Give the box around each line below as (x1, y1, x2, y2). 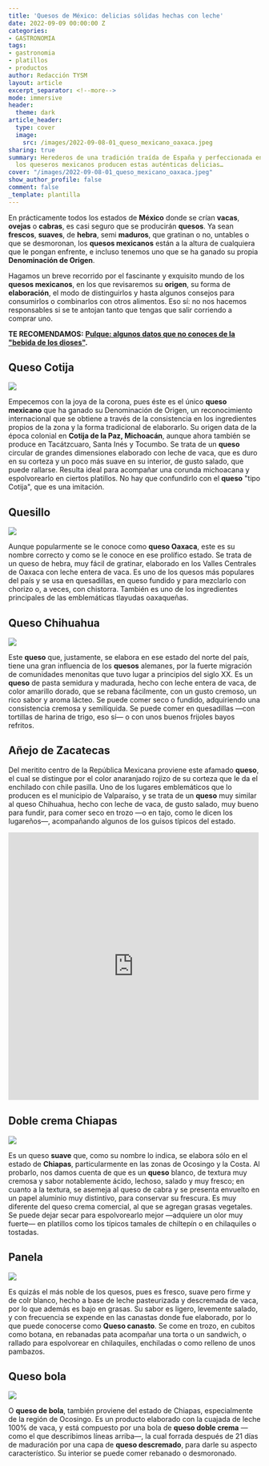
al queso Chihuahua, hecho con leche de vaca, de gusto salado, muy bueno (8, 799, 259, 808)
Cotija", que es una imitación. (8, 482, 105, 492)
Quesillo (8, 505, 50, 519)
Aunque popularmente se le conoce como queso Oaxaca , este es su (8, 542, 235, 552)
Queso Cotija (8, 361, 74, 375)
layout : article (8, 79, 62, 87)
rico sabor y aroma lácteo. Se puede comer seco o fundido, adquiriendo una (8, 695, 260, 705)
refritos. (8, 721, 34, 731)
